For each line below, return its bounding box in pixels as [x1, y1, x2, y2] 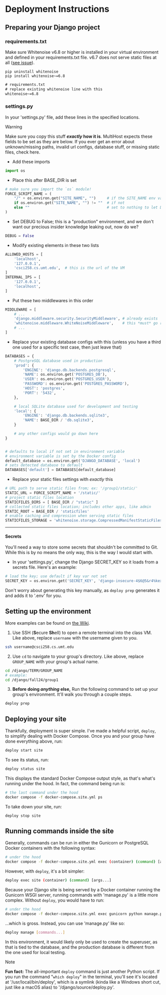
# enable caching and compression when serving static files [5, 514, 134, 518]
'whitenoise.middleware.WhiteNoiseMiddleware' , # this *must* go [14, 321, 158, 326]
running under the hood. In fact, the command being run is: [5, 780, 125, 786]
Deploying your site [5, 715, 67, 723]
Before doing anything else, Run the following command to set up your [12, 686, 158, 692]
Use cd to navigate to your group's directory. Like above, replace [12, 653, 144, 659]
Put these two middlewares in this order [12, 297, 93, 303]
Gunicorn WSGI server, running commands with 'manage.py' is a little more [5, 892, 158, 898]
